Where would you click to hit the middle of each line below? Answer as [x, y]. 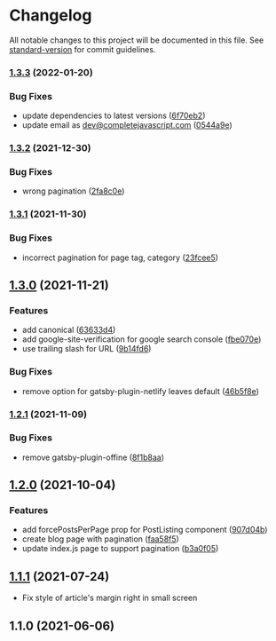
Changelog [51, 16]
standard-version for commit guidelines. [83, 49]
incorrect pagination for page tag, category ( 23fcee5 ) [120, 257]
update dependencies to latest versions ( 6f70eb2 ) [114, 115]
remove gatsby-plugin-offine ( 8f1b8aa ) [93, 457]
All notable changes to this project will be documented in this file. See [137, 40]
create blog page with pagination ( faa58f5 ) [100, 539]
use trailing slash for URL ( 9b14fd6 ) [87, 349]
